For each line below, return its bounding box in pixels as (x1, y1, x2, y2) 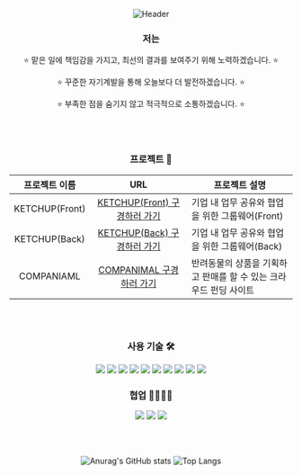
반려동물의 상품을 (191, 256, 261, 269)
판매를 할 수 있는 (201, 270, 268, 282)
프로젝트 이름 (23, 178, 76, 191)
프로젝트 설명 (213, 178, 267, 191)
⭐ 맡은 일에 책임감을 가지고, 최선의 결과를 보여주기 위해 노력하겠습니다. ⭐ (23, 55, 279, 66)
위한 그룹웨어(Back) (201, 239, 283, 252)
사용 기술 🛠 (127, 340, 175, 353)
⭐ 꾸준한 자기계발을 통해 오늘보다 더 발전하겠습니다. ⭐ (57, 76, 245, 87)
